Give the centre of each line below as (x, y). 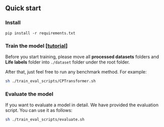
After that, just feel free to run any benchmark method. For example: (76, 72)
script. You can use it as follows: (39, 110)
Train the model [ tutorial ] (37, 46)
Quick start (23, 8)
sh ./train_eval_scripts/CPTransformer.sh (50, 81)
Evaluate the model (29, 94)
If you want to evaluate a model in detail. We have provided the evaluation (82, 105)
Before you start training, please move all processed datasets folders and (82, 56)
